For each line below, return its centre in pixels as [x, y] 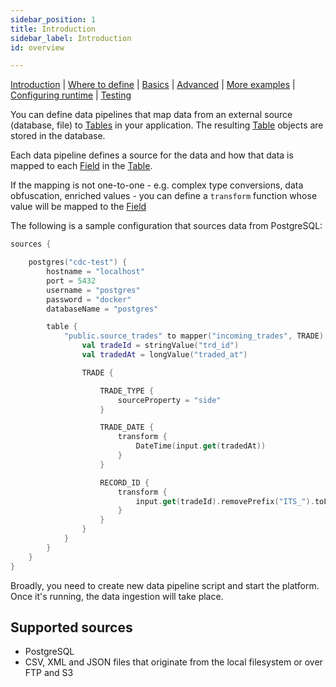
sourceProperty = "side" [169, 400]
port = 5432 [71, 281]
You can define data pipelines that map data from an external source [151, 115]
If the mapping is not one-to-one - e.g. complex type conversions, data [157, 185]
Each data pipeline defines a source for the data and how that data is [152, 155]
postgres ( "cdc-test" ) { [78, 262]
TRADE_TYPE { [127, 391]
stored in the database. [58, 136]
